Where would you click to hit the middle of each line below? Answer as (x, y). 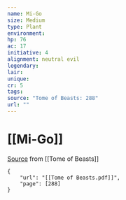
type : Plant (24, 27)
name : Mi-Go (24, 14)
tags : (15, 92)
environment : (26, 33)
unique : (19, 79)
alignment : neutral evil (43, 59)
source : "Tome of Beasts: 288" (53, 99)
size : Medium (26, 20)
